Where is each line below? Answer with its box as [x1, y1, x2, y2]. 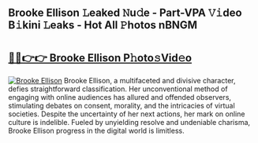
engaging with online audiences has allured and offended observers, [8, 93, 231, 101]
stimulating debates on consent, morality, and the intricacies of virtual [8, 101, 235, 110]
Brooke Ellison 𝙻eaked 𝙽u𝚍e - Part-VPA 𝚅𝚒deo [8, 6, 242, 20]
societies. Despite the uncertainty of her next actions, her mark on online [8, 109, 245, 119]
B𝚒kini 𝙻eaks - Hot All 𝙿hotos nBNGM [8, 19, 198, 32]
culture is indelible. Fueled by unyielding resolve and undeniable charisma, [8, 118, 251, 126]
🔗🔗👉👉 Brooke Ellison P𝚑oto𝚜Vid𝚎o [8, 51, 192, 64]
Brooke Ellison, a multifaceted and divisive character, [64, 76, 236, 85]
